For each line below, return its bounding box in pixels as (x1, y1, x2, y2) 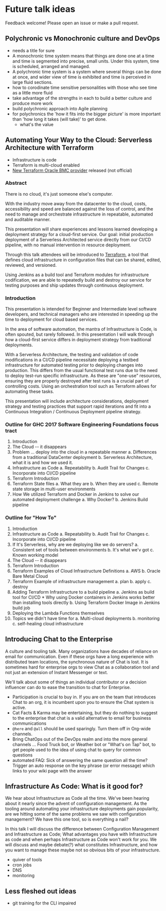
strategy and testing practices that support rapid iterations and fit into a (5, 403, 151, 409)
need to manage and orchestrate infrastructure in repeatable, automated (5, 211, 153, 217)
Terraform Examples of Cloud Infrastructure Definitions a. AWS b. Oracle (12, 568, 161, 574)
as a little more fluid (12, 89, 53, 95)
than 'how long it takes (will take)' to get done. (12, 116, 107, 122)
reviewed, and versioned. (5, 262, 57, 268)
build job (12, 605, 31, 610)
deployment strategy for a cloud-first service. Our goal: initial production (5, 231, 154, 237)
